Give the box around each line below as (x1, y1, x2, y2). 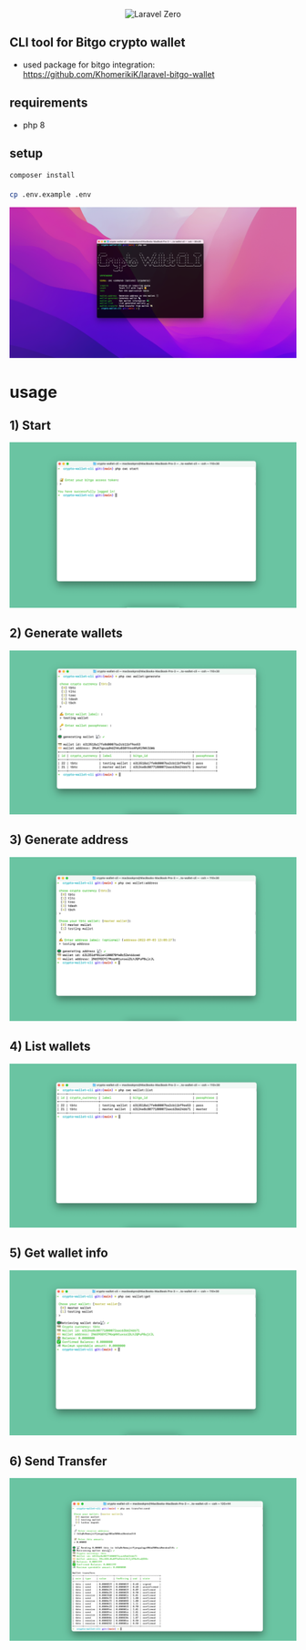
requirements (9, 96, 88, 111)
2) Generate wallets (9, 626, 123, 641)
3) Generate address (9, 832, 129, 848)
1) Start (9, 417, 52, 433)
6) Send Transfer (9, 1453, 107, 1469)
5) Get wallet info (9, 1246, 108, 1261)
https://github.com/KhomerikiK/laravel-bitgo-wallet (22, 68, 216, 79)
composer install (9, 171, 76, 180)
